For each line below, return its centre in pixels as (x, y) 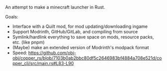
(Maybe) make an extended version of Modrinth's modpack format (81, 47)
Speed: (20, 53)
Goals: (12, 17)
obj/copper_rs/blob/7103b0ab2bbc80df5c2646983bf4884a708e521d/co (87, 58)
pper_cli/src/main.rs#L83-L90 (43, 63)
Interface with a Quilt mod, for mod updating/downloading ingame (80, 26)
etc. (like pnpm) (28, 42)
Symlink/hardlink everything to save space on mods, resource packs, (83, 37)
